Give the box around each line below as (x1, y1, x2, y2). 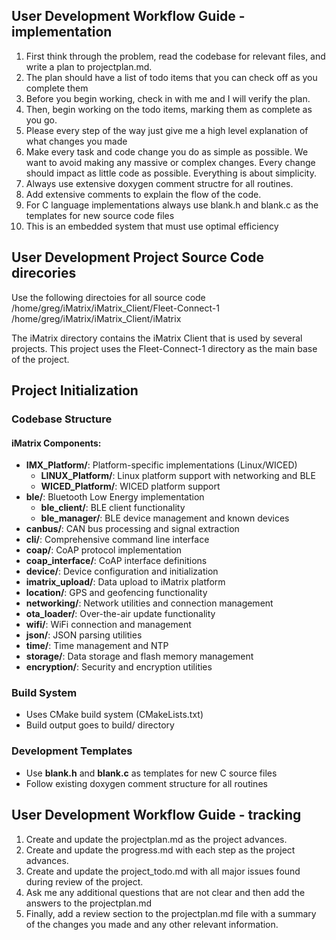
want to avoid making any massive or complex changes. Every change (25, 156, 316, 168)
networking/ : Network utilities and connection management (25, 597, 274, 609)
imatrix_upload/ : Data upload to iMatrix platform (25, 576, 226, 588)
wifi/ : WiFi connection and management (25, 619, 192, 631)
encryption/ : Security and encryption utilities (25, 661, 213, 673)
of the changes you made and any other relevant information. (25, 918, 279, 930)
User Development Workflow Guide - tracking (11, 807, 302, 824)
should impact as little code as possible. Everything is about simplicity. (25, 167, 317, 179)
